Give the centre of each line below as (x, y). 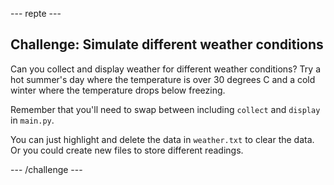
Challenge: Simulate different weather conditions (167, 44)
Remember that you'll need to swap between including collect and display (165, 109)
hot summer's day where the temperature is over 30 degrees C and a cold (163, 79)
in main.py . (32, 120)
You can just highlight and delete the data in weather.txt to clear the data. (162, 139)
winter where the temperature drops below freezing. (118, 90)
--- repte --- (36, 13)
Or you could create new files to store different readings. (127, 150)
